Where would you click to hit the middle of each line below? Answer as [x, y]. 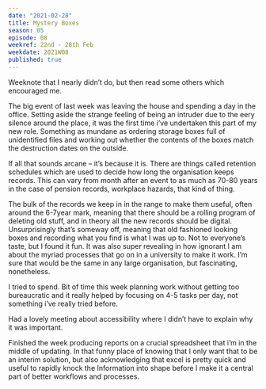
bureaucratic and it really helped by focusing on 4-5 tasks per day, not [123, 295]
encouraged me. [35, 90]
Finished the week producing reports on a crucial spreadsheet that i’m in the [133, 342]
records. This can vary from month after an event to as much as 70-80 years [133, 180]
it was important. [36, 327]
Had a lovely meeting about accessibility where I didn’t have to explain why [131, 318]
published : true [35, 60]
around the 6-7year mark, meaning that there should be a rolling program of [132, 212]
